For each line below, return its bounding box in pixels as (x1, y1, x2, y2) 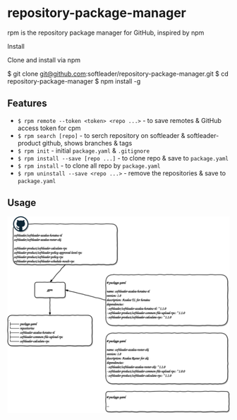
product (17, 139, 41, 147)
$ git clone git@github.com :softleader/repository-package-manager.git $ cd (7, 69, 229, 78)
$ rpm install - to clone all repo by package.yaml (17, 161, 161, 170)
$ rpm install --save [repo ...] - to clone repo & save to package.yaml (17, 153, 229, 162)
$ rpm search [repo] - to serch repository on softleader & (17, 131, 186, 139)
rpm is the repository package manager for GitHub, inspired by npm (7, 28, 205, 37)
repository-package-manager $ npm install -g (7, 76, 141, 86)
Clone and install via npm (7, 55, 81, 64)
